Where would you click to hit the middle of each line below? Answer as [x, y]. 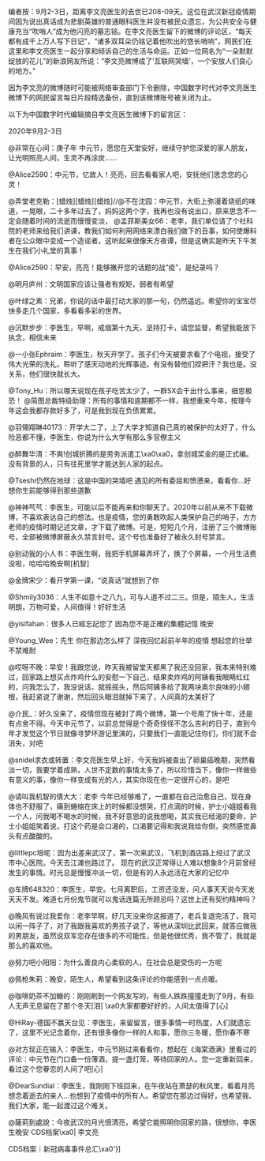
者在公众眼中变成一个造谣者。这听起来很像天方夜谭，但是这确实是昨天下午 [129, 240]
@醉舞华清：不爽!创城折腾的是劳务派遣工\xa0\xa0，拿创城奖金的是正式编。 [131, 454]
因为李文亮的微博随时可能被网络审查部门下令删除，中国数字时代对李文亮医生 [132, 88]
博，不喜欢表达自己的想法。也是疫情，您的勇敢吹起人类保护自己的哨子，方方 [132, 517]
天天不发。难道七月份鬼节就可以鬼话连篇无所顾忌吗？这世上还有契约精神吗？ [132, 899]
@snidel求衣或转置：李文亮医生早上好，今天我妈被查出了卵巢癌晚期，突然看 [132, 760]
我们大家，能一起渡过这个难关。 [60, 1105]
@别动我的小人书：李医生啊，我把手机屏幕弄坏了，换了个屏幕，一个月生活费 [132, 554]
